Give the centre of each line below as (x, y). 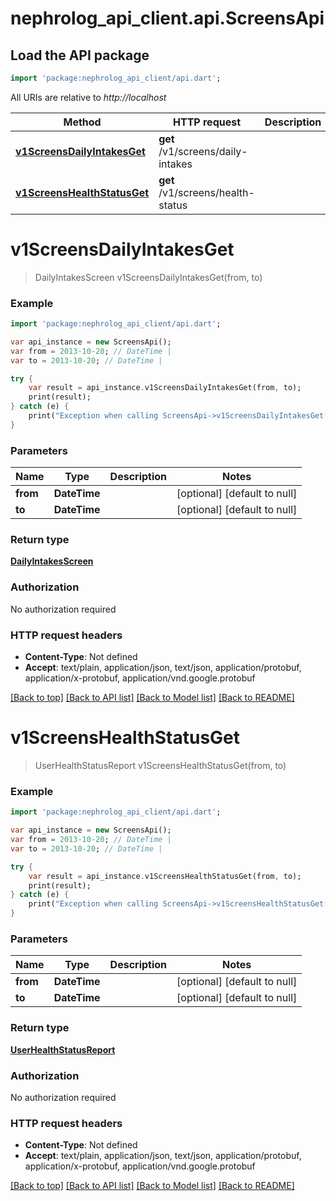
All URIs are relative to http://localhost (88, 97)
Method (82, 122)
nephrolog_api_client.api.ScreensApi (167, 18)
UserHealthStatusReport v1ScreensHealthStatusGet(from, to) (160, 765)
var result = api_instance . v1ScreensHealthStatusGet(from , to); (165, 876)
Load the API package (80, 55)
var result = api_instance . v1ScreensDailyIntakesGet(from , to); (165, 388)
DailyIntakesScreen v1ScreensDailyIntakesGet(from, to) (148, 277)
